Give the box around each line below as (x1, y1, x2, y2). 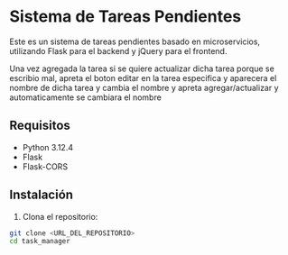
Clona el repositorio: (22, 211, 98, 222)
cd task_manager (9, 237, 70, 246)
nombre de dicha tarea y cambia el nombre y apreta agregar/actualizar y (9, 82, 279, 93)
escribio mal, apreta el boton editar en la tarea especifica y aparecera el (9, 72, 277, 83)
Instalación (9, 187, 74, 203)
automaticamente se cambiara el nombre (9, 92, 163, 103)
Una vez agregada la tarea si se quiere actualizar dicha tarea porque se (9, 63, 275, 74)
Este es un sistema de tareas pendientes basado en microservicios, (9, 36, 260, 47)
